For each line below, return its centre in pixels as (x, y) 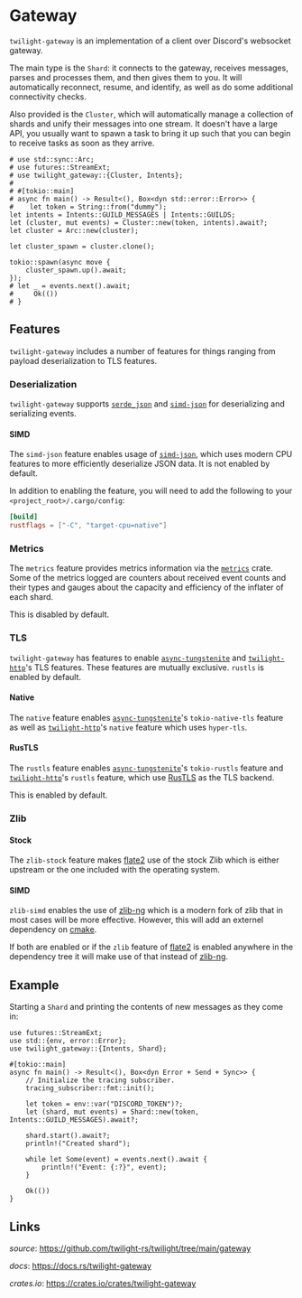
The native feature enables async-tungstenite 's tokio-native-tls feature (146, 717)
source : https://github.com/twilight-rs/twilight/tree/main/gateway (130, 1248)
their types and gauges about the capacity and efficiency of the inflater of (146, 587)
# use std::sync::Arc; (52, 159)
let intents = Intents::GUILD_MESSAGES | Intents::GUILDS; (123, 215)
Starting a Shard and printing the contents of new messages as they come (146, 1007)
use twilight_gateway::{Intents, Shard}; (88, 1049)
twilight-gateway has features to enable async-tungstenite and (128, 658)
